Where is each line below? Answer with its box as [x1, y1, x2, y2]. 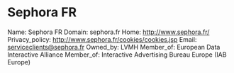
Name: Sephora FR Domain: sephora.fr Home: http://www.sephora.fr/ [7, 28, 210, 36]
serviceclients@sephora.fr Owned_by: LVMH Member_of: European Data [7, 43, 221, 51]
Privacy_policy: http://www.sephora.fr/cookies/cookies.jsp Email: [7, 35, 197, 43]
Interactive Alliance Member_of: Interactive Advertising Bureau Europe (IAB [7, 50, 227, 59]
